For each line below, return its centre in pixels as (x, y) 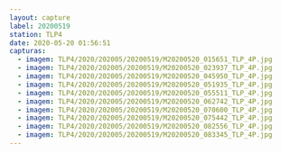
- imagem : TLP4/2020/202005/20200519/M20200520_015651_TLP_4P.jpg (145, 59)
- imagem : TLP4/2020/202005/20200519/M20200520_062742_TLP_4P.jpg (145, 101)
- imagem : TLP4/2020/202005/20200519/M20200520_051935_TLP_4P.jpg (145, 85)
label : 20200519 (40, 26)
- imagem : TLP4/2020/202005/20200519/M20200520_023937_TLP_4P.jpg (145, 68)
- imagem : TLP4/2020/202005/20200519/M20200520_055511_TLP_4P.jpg (145, 93)
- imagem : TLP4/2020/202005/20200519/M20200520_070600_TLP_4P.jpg (145, 110)
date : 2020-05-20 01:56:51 (60, 43)
